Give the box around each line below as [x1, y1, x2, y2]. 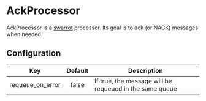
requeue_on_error [9, 80, 61, 89]
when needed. [6, 30, 43, 37]
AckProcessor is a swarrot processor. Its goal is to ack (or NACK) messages [6, 24, 198, 31]
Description [128, 66, 164, 75]
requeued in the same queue [94, 84, 177, 92]
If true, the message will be [94, 77, 173, 85]
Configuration [6, 48, 61, 59]
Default [66, 66, 89, 75]
